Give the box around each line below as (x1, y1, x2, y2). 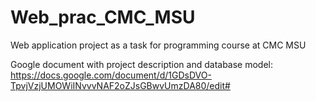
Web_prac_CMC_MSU (10, 6, 196, 29)
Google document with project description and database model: (10, 58, 274, 70)
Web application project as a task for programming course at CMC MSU (10, 39, 307, 51)
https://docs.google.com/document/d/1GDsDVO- (10, 69, 212, 81)
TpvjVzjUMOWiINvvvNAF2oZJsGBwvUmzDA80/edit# (10, 79, 231, 91)
